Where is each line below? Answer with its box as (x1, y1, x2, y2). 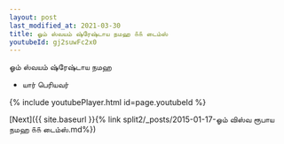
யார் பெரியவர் (21, 80, 69, 90)
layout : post (9, 12, 58, 22)
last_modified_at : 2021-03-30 (9, 21, 122, 30)
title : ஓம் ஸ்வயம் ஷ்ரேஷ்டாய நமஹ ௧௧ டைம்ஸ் (9, 29, 169, 38)
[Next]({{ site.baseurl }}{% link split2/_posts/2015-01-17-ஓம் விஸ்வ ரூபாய (9, 114, 275, 125)
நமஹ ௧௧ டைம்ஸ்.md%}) (9, 125, 97, 135)
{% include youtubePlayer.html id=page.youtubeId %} (9, 97, 207, 108)
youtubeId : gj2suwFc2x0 (9, 37, 98, 47)
